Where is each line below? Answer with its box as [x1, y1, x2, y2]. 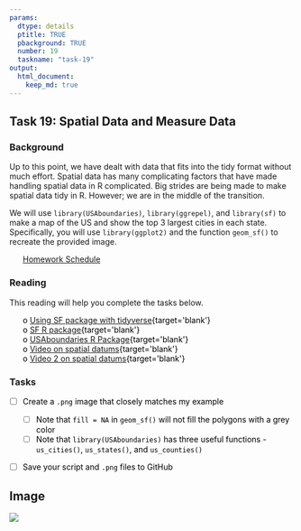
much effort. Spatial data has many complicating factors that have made [9, 171, 278, 182]
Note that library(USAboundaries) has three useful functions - [35, 434, 268, 445]
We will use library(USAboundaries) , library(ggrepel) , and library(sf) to [9, 208, 287, 219]
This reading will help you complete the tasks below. [9, 297, 205, 308]
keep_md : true [25, 80, 78, 89]
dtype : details [17, 22, 75, 31]
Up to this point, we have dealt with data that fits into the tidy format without [9, 162, 292, 172]
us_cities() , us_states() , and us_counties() [35, 444, 203, 455]
